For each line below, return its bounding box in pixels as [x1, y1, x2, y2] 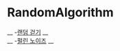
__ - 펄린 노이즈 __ [7, 36, 54, 45]
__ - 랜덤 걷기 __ [7, 28, 49, 36]
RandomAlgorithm [7, 5, 115, 20]
